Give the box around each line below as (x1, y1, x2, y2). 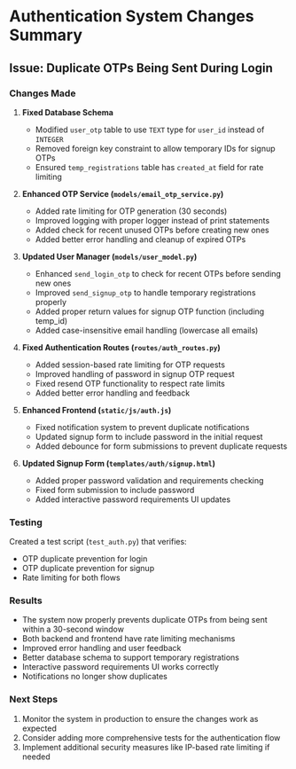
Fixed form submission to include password (35, 484, 195, 495)
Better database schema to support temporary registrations (21, 652, 239, 663)
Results (9, 594, 43, 607)
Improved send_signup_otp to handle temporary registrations (35, 286, 256, 298)
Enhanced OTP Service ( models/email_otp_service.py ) (21, 188, 224, 199)
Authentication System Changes (9, 6, 254, 27)
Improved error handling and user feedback (21, 643, 182, 654)
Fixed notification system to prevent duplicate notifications (35, 421, 250, 432)
